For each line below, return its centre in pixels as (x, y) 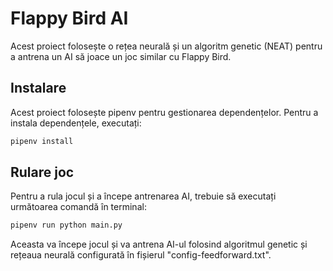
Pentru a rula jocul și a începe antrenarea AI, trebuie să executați (143, 196)
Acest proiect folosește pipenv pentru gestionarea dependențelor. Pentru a (164, 112)
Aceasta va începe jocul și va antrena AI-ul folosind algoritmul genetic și (159, 244)
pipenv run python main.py (66, 225)
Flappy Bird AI (69, 18)
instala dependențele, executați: (76, 123)
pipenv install (42, 141)
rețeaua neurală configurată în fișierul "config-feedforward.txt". (141, 255)
